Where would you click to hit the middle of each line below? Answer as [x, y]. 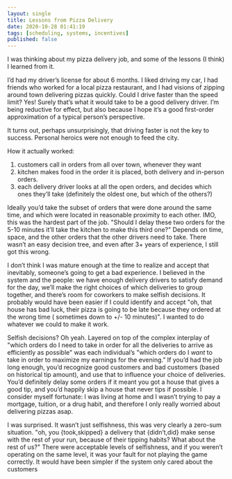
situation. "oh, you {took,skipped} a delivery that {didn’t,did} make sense [111, 432]
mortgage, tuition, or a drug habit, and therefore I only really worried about [114, 404]
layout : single [29, 14]
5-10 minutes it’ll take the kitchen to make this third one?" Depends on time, [115, 230]
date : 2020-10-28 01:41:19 [46, 26]
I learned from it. [31, 67]
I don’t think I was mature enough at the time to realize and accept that [108, 265]
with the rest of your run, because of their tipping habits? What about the [111, 440]
